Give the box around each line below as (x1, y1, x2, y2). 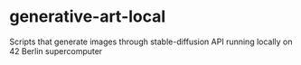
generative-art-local (9, 6, 166, 27)
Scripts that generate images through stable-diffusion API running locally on (9, 36, 293, 47)
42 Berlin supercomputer (9, 45, 103, 56)
